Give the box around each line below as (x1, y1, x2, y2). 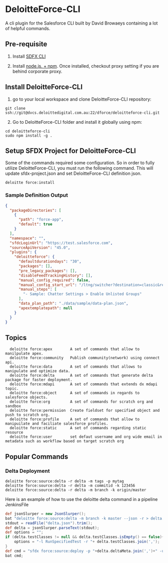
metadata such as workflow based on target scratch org (5, 439, 124, 444)
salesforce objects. (5, 395, 48, 400)
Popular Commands (5, 452, 68, 461)
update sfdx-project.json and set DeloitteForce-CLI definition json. (5, 170, 141, 176)
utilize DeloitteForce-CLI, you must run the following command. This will (5, 165, 153, 171)
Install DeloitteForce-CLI (5, 83, 83, 91)
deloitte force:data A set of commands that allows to (9, 364, 142, 369)
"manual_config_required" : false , (18, 277, 91, 283)
